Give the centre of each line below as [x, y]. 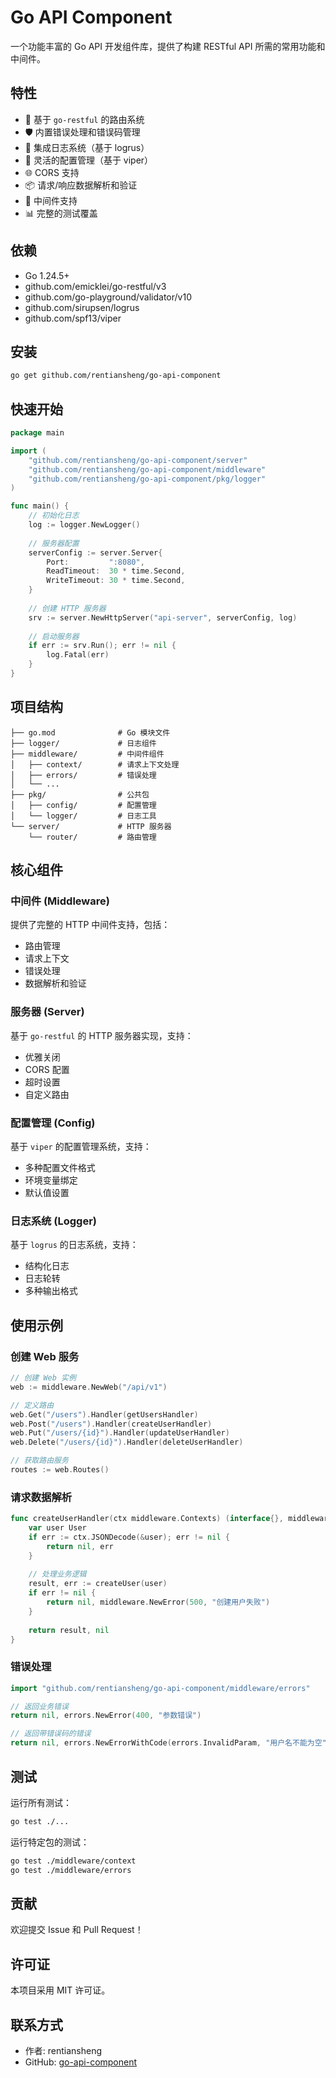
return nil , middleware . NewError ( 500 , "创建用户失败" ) [158, 1602]
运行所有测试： [41, 1802]
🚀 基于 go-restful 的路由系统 [84, 119]
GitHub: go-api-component [81, 2062]
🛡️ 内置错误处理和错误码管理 [82, 132]
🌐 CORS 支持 [52, 172]
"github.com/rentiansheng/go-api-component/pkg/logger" [147, 479]
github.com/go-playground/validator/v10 [108, 297]
